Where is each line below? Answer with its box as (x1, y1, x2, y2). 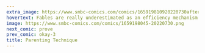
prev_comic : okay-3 (6, 32, 56, 38)
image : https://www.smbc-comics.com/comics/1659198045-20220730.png (6, 20, 184, 26)
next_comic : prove (6, 26, 53, 32)
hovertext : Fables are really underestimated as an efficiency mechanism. (6, 15, 201, 21)
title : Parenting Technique (6, 37, 78, 43)
